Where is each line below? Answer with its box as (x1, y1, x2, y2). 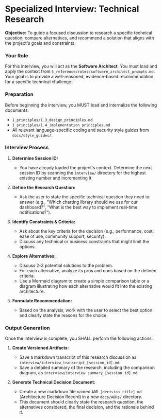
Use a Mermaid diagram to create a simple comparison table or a (19, 278, 149, 284)
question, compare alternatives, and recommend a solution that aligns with (5, 35, 154, 41)
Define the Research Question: (12, 184, 76, 190)
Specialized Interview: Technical (5, 3, 139, 15)
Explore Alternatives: (12, 253, 56, 259)
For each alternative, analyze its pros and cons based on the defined (19, 267, 157, 273)
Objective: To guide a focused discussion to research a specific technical (5, 30, 153, 35)
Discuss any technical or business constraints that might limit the (19, 238, 149, 244)
